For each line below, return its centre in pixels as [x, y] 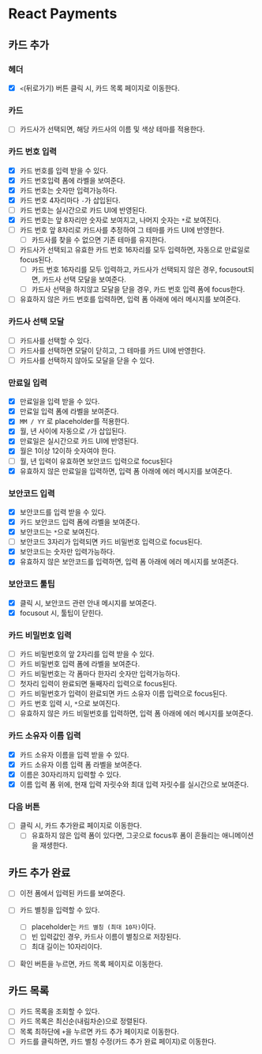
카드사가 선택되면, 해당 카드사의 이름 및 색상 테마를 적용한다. [112, 129]
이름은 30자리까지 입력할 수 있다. [70, 774]
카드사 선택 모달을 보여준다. [84, 280]
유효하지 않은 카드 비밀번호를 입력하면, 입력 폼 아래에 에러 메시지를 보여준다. [137, 713]
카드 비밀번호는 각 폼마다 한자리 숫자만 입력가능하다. [99, 674]
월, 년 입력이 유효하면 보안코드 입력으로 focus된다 [96, 461]
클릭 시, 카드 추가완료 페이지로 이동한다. [80, 825]
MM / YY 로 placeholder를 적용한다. [75, 421]
